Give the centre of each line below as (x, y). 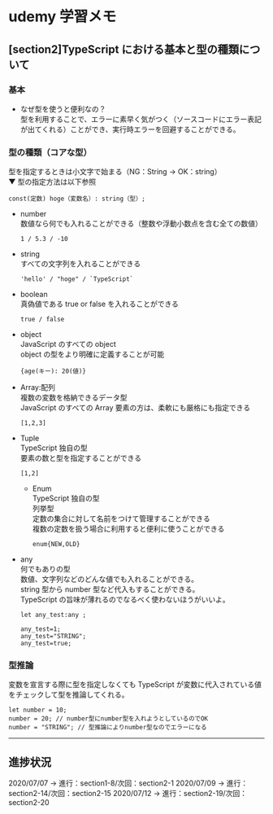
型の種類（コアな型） (50, 152)
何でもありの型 (45, 569)
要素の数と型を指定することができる (81, 458)
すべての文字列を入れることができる (80, 264)
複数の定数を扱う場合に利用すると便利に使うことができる (128, 529)
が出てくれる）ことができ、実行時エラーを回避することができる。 (130, 129)
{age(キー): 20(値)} (53, 371)
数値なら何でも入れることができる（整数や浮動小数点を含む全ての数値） (141, 224)
